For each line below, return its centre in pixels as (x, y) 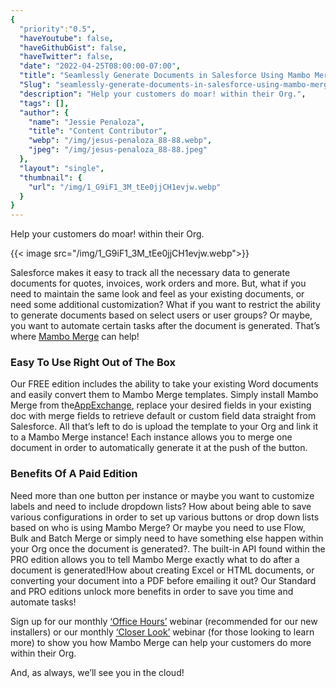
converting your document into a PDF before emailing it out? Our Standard (163, 580)
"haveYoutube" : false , (66, 38)
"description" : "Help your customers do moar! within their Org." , (163, 94)
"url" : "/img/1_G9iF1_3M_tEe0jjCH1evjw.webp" (125, 187)
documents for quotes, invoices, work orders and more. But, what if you (158, 283)
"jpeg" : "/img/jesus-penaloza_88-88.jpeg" (118, 150)
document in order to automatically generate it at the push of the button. (159, 448)
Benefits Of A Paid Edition (74, 474)
